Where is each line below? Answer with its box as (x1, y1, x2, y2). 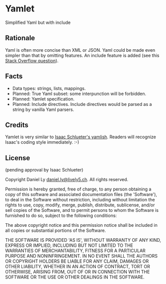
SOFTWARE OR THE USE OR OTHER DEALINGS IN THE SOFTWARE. (5, 274, 145, 280)
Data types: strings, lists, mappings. (12, 85, 86, 91)
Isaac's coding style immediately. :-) (5, 139, 80, 145)
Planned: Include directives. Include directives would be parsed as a (12, 101, 152, 107)
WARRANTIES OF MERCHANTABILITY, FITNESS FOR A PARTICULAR (5, 248, 146, 254)
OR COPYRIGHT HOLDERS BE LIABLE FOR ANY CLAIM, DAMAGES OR (5, 258, 149, 264)
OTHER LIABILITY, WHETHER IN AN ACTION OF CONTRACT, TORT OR (5, 264, 150, 270)
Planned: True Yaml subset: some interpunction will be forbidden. (12, 91, 147, 96)
